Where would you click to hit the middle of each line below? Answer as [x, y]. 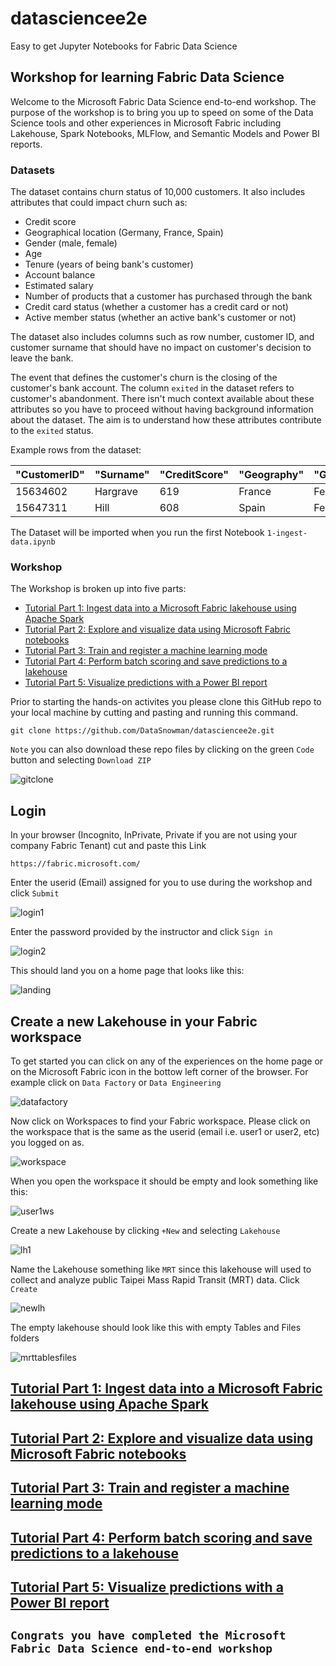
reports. [26, 144]
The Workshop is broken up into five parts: [98, 589]
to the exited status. [52, 431]
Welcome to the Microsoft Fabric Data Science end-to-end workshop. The [163, 101]
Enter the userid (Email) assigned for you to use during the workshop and [161, 883]
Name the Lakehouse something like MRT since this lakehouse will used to [161, 1269]
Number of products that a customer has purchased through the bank [168, 296]
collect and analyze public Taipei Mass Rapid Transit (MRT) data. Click [155, 1279]
